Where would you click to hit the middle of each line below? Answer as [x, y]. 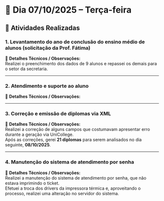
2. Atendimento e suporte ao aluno [47, 86]
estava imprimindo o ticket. [32, 183]
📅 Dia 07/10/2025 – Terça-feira [68, 10]
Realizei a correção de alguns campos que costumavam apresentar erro [78, 129]
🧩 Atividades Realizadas [42, 28]
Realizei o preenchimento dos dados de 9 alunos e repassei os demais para [81, 63]
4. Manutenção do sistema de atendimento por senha [70, 162]
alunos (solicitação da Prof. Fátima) [48, 48]
